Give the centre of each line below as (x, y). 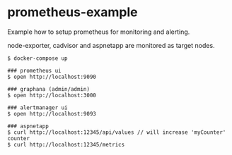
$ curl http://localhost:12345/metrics (66, 144)
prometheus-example (72, 12)
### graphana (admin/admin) (49, 89)
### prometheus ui (34, 70)
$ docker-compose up (38, 58)
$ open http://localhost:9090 (52, 77)
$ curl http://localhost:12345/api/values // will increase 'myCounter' (117, 132)
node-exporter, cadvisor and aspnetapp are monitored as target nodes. (111, 45)
